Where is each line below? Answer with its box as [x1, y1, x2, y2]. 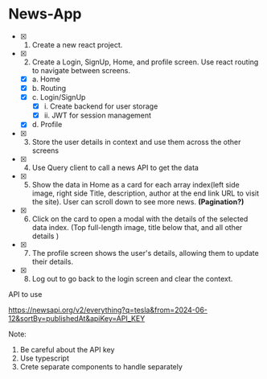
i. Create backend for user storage [43, 101, 158, 111]
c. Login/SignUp [31, 93, 86, 102]
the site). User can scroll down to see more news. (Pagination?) [31, 197, 244, 207]
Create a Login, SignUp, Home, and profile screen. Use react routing [31, 57, 259, 67]
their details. [31, 257, 74, 266]
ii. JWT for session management [43, 110, 151, 121]
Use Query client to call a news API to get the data [31, 163, 199, 173]
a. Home [31, 74, 60, 84]
